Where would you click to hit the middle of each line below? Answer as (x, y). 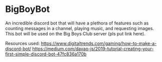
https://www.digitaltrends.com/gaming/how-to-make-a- (99, 43)
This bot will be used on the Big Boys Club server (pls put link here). (75, 33)
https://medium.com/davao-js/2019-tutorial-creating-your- (93, 48)
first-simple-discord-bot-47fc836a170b (46, 54)
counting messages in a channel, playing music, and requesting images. (80, 28)
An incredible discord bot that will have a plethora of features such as (77, 23)
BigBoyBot (28, 9)
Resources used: (23, 43)
